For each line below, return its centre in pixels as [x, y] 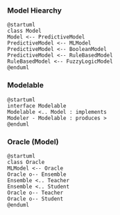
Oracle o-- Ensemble [37, 174]
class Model [24, 31]
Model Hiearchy [35, 10]
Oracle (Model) [33, 142]
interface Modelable [37, 106]
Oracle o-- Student [35, 199]
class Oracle [26, 162]
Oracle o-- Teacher [35, 193]
